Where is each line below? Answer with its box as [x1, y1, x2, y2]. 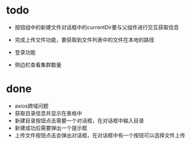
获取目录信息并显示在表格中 [14, 109, 83, 116]
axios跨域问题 [14, 102, 49, 109]
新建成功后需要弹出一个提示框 [14, 124, 87, 131]
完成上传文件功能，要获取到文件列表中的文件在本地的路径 [14, 36, 154, 43]
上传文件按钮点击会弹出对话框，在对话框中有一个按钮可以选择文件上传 [14, 132, 186, 139]
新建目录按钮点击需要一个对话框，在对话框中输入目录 [14, 117, 144, 124]
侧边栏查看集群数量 [14, 61, 62, 68]
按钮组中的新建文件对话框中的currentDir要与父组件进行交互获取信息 [14, 24, 179, 31]
